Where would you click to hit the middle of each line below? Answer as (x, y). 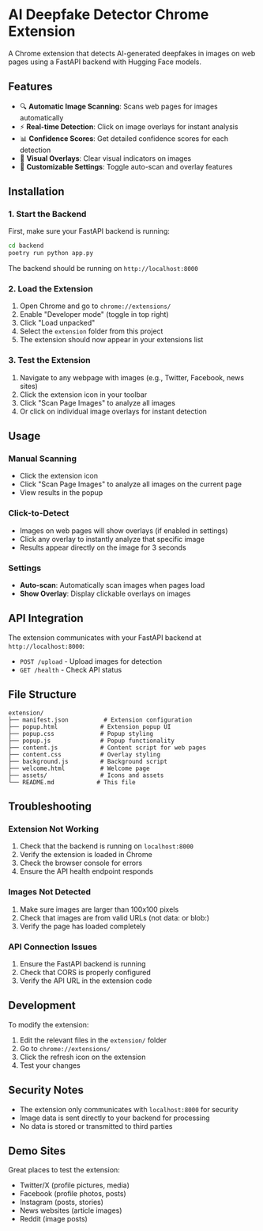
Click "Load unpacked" (57, 323)
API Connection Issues (53, 947)
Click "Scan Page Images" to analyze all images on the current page (131, 484)
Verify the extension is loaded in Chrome (86, 855)
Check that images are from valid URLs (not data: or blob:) (115, 917)
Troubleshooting (50, 807)
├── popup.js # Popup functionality (92, 741)
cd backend (26, 246)
